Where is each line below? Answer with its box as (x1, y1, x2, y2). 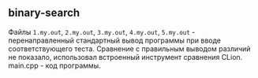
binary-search (8, 6, 80, 20)
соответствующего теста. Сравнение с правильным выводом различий (8, 43, 251, 54)
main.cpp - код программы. (8, 61, 101, 70)
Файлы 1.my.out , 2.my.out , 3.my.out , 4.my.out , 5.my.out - (8, 27, 196, 36)
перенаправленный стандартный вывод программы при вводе (8, 35, 222, 45)
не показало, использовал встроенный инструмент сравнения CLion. (8, 52, 243, 61)
